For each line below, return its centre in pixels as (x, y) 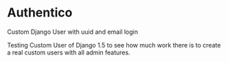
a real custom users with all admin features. (69, 52)
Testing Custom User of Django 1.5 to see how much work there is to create (114, 45)
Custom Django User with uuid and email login (73, 32)
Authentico (40, 13)
